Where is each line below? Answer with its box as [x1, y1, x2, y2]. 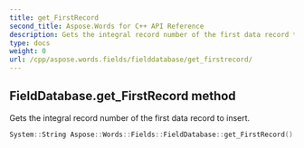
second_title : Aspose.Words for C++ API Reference [9, 22, 204, 31]
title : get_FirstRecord [9, 13, 100, 23]
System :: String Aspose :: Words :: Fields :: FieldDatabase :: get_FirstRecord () [9, 130, 294, 139]
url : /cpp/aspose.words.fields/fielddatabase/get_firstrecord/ [9, 55, 253, 64]
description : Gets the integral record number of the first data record [9, 30, 290, 39]
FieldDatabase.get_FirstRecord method [9, 88, 237, 104]
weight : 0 [9, 47, 47, 56]
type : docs [9, 38, 51, 48]
